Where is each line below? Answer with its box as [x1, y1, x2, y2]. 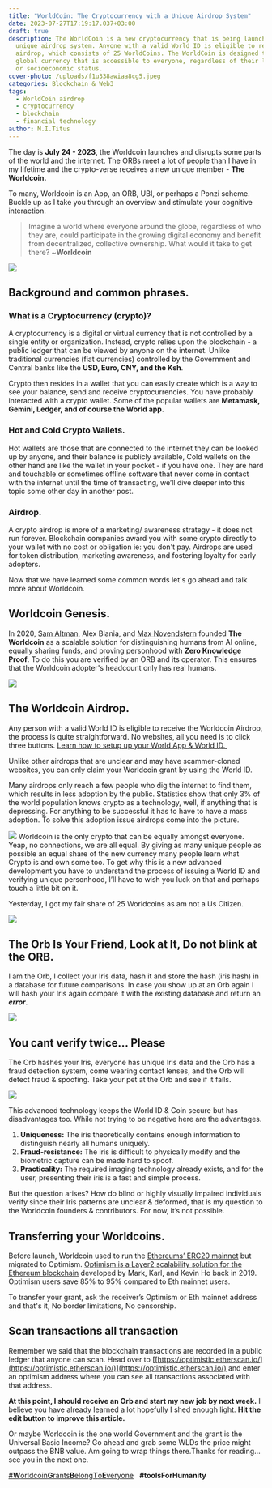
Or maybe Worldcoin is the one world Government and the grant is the [8, 1429, 243, 1439]
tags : [8, 87, 27, 96]
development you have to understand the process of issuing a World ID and [8, 866, 261, 876]
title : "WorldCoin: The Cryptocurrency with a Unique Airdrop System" [8, 11, 252, 20]
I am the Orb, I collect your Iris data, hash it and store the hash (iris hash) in [8, 971, 259, 981]
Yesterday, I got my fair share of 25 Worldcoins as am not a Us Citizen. [8, 898, 244, 908]
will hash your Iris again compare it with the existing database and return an [8, 989, 261, 999]
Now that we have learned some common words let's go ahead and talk [8, 575, 249, 585]
